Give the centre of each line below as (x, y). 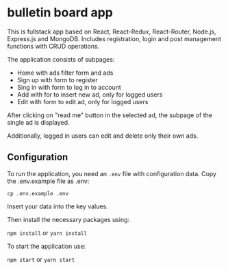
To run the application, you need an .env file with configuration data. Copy (112, 173)
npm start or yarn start (41, 259)
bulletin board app (60, 13)
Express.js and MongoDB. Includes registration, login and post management (114, 38)
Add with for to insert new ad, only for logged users (90, 95)
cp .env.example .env (38, 193)
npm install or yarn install (47, 233)
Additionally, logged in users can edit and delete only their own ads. (103, 136)
